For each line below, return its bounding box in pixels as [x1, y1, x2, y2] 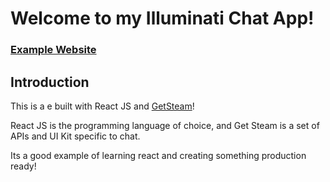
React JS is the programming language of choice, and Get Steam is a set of [10, 119, 320, 131]
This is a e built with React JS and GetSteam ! [10, 100, 195, 112]
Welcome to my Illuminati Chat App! [10, 7, 315, 30]
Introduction [10, 73, 90, 91]
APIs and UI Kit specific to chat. [10, 130, 141, 142]
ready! [10, 160, 37, 172]
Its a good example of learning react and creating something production [10, 149, 307, 161]
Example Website [10, 43, 97, 57]
